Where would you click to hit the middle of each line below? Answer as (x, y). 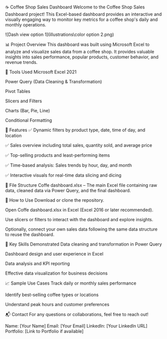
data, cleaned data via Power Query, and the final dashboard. (68, 190)
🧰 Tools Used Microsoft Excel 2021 (41, 72)
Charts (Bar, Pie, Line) (28, 111)
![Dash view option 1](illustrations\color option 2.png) (60, 34)
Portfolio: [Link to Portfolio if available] (44, 331)
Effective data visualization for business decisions (57, 273)
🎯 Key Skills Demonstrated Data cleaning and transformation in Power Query (83, 244)
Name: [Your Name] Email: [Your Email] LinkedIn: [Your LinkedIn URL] (77, 326)
